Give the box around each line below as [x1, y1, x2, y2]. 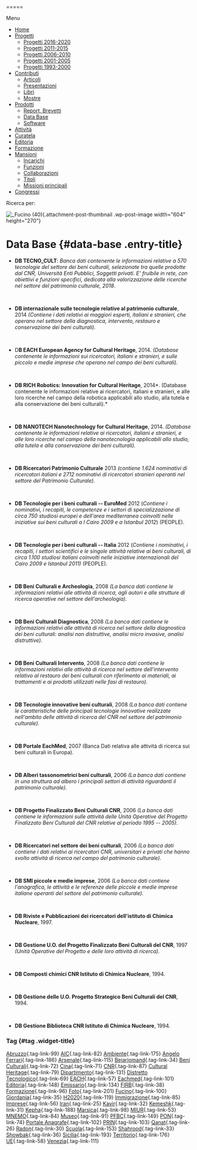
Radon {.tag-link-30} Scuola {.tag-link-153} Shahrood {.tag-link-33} [16, 1125, 175, 1132]
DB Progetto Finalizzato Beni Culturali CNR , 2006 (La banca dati [14, 806, 173, 813]
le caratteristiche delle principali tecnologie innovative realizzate [14, 707, 171, 714]
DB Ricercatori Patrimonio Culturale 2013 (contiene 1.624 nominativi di [14, 465, 188, 472]
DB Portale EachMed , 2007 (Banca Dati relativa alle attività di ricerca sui [14, 742, 190, 749]
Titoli [23, 176, 36, 183]
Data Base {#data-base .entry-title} [6, 238, 183, 251]
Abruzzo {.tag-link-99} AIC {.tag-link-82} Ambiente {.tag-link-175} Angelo [6, 1050, 180, 1057]
